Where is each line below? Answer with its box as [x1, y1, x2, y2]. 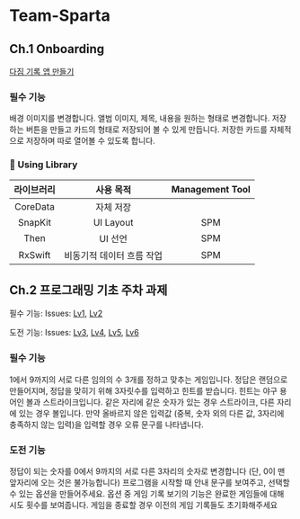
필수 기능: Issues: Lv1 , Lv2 [9, 308, 103, 319]
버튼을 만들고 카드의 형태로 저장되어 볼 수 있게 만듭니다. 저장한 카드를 [25, 124, 268, 135]
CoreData [14, 200, 56, 212]
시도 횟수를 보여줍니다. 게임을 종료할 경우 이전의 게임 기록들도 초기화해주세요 [9, 500, 278, 510]
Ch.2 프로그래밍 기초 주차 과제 [9, 282, 168, 298]
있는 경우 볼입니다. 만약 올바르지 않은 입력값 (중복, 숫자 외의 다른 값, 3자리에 [18, 407, 285, 418]
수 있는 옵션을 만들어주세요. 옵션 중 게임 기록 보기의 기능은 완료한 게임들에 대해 [9, 488, 285, 499]
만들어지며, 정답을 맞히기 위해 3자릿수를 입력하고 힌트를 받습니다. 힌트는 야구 [9, 385, 278, 396]
